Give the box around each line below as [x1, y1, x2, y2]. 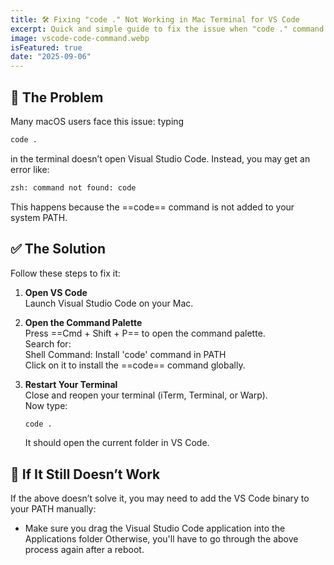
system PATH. [10, 211, 68, 223]
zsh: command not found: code [10, 182, 137, 193]
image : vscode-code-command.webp [10, 33, 150, 43]
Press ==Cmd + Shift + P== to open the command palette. [24, 327, 266, 339]
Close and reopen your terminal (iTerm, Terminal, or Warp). [24, 389, 268, 401]
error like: [10, 163, 50, 175]
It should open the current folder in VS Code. [24, 437, 210, 449]
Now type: [24, 399, 68, 411]
